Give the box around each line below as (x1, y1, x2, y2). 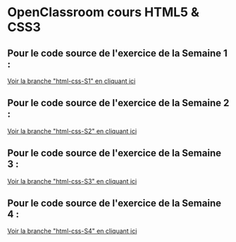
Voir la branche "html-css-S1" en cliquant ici (7, 77, 136, 85)
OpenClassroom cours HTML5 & (7, 4, 199, 20)
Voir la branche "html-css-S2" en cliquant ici (7, 127, 137, 135)
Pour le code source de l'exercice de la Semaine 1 (7, 47, 228, 59)
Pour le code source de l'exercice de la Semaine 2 (7, 97, 230, 109)
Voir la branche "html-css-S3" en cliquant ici (7, 177, 137, 185)
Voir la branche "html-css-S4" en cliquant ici (7, 227, 137, 236)
